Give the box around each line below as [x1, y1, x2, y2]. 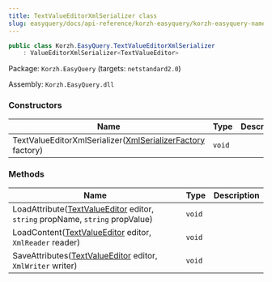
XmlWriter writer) [12, 260, 78, 271]
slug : [8, 19, 27, 28]
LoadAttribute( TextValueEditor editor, [12, 203, 155, 215]
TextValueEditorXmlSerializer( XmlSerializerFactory [12, 135, 205, 146]
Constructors [8, 100, 62, 111]
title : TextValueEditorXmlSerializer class [8, 11, 158, 20]
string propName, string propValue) [12, 213, 153, 224]
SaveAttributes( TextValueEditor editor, [12, 250, 158, 261]
